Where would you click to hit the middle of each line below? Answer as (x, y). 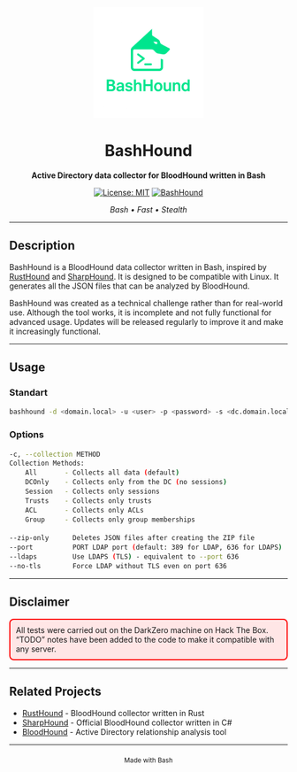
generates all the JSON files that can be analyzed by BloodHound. (129, 286)
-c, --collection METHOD (55, 454)
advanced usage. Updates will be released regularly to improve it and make (146, 321)
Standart (29, 393)
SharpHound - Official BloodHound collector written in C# (127, 722)
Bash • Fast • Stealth (148, 209)
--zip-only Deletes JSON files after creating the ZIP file (132, 538)
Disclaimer (39, 602)
